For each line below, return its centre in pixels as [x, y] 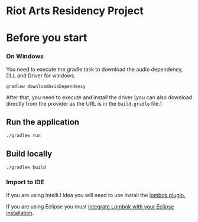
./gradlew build [26, 167]
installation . [20, 213]
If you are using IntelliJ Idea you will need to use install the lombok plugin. [96, 195]
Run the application [43, 122]
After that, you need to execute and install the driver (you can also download [99, 97]
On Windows [25, 56]
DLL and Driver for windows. [41, 76]
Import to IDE [25, 182]
